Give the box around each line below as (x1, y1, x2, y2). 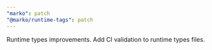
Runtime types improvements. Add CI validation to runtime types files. (6, 35, 205, 43)
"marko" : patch (6, 10, 50, 17)
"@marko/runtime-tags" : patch (6, 16, 94, 23)
